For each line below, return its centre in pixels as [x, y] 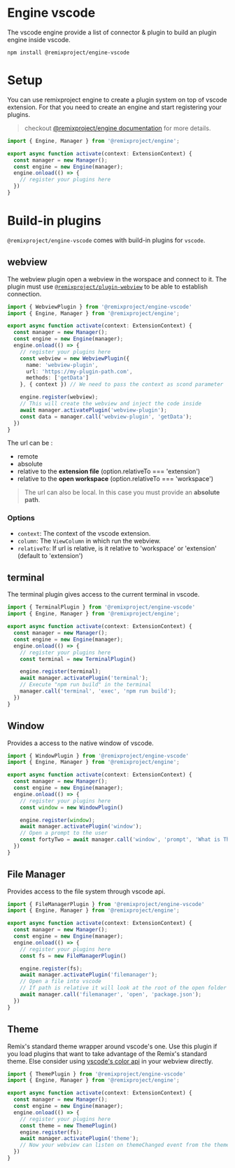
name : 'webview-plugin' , [62, 365]
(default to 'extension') [50, 555]
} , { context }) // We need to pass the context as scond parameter [122, 384]
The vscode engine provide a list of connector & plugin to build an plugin [112, 32]
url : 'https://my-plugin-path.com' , [79, 371]
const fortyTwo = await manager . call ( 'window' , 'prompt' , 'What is [120, 840]
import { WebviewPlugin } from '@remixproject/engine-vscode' [100, 307]
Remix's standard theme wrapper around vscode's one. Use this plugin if [112, 1046]
